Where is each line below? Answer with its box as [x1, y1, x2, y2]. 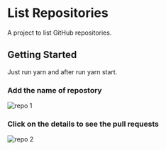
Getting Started [7, 49, 77, 61]
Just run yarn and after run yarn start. [7, 67, 118, 76]
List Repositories [7, 5, 109, 21]
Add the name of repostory [7, 85, 102, 95]
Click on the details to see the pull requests [7, 119, 160, 129]
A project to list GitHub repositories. [7, 28, 112, 37]
